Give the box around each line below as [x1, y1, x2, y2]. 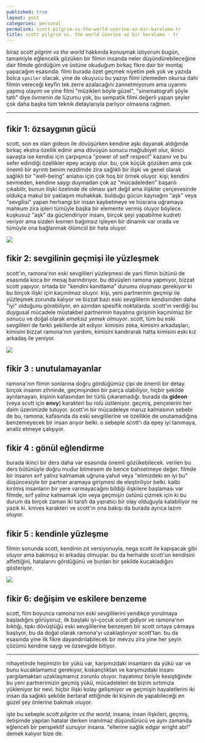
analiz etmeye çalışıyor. [6, 425, 65, 432]
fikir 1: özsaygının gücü [6, 123, 96, 134]
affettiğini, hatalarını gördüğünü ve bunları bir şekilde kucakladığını [6, 558, 174, 565]
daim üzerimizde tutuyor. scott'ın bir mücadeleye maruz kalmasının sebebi [6, 405, 193, 413]
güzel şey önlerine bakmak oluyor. [6, 698, 93, 706]
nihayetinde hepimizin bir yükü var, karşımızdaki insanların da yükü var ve [6, 660, 191, 667]
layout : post [6, 15, 40, 21]
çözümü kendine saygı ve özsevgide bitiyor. [6, 642, 116, 649]
